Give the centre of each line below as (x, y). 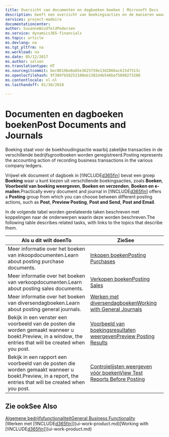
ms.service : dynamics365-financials (44, 33)
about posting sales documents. (46, 288)
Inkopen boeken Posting (118, 255)
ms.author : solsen (24, 61)
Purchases (103, 261)
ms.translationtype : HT (30, 66)
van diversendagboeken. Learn (44, 303)
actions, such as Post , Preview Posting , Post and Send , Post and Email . (80, 202)
